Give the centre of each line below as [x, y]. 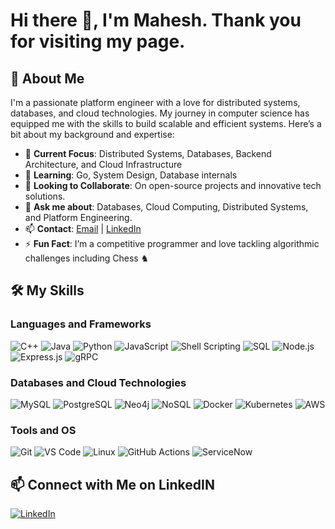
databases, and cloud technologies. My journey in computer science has [160, 113]
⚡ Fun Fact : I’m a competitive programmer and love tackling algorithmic [172, 243]
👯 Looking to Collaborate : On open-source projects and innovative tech [173, 185]
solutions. [45, 196]
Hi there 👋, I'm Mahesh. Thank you [156, 20]
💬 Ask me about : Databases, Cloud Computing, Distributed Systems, [166, 207]
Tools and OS [43, 430]
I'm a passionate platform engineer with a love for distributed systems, [155, 102]
